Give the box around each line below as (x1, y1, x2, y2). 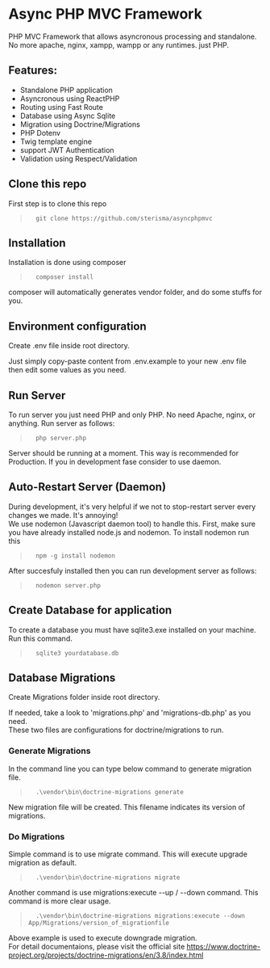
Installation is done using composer (8, 258, 127, 267)
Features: (8, 64, 58, 78)
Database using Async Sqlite (19, 111, 116, 120)
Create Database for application (8, 604, 172, 617)
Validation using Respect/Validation (19, 154, 138, 163)
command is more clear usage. (8, 896, 111, 906)
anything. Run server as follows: (8, 419, 115, 428)
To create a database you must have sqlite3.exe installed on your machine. (8, 625, 256, 634)
